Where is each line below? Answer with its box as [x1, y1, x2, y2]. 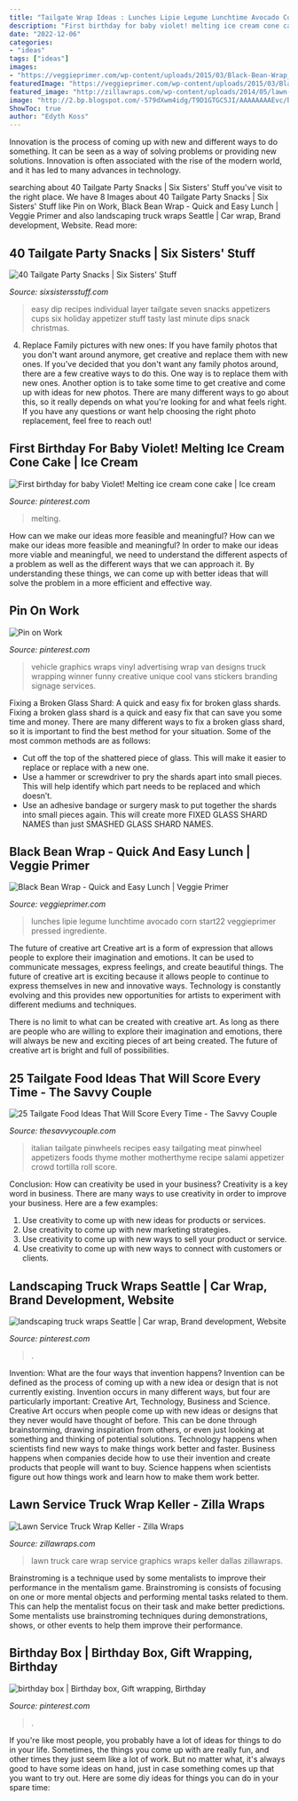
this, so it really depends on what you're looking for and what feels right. [21, 396, 287, 407]
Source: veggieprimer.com [9, 899, 106, 909]
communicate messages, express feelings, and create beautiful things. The [9, 962, 284, 973]
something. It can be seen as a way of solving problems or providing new [9, 146, 277, 156]
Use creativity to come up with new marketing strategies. [21, 1224, 231, 1236]
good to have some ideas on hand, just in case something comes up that [9, 1763, 275, 1773]
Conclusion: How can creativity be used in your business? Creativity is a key [9, 1179, 288, 1189]
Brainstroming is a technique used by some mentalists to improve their [9, 1573, 267, 1583]
